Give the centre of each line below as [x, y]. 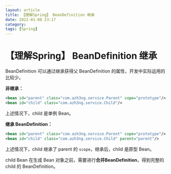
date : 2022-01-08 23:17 [31, 19]
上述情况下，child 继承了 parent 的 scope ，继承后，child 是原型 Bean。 [80, 149]
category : [16, 24]
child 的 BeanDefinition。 [32, 166]
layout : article [23, 10]
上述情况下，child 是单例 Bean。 [40, 113]
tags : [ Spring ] [22, 29]
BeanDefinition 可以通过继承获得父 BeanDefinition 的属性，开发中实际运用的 [85, 71]
